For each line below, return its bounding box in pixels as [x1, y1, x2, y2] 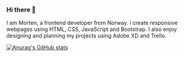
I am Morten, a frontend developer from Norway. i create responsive [6, 19, 178, 27]
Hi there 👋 [6, 5, 37, 14]
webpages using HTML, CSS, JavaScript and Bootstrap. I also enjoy [6, 25, 177, 33]
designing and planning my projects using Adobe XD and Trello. [6, 32, 167, 39]
